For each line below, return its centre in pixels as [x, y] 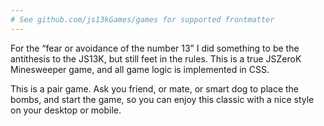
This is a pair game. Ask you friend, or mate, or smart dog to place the [155, 88]
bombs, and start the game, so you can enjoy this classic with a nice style [162, 99]
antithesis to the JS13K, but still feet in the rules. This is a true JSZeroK [156, 58]
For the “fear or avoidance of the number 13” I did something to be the [155, 48]
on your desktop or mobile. [66, 110]
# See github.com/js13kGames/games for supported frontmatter [142, 19]
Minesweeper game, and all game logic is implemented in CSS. [140, 69]
